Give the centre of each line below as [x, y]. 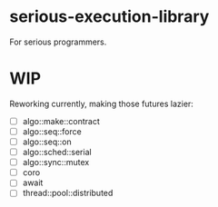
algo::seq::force [52, 131]
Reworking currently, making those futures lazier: [101, 103]
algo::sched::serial [57, 153]
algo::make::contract [61, 121]
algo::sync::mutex [56, 163]
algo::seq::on [47, 142]
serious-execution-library [109, 17]
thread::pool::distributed [68, 193]
